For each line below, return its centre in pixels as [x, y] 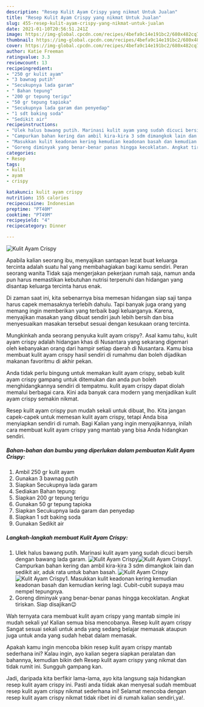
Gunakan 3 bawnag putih [46, 478]
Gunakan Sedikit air [39, 523]
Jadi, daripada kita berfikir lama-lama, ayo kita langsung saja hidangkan [96, 678]
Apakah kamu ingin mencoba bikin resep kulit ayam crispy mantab [89, 647]
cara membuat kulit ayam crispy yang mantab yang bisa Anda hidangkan [97, 430]
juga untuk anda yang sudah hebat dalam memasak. [72, 635]
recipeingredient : [29, 68]
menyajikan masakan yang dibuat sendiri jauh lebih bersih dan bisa [90, 317]
